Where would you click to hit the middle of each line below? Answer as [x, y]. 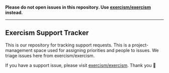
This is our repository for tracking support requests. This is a [68, 45]
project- [140, 45]
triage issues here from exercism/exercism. [50, 55]
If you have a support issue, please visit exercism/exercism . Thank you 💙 [80, 65]
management [19, 50]
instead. [14, 12]
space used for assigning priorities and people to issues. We [96, 50]
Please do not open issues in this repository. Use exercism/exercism [78, 7]
